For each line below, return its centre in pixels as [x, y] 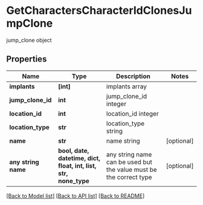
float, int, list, [77, 166]
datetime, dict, [79, 158]
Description [133, 76]
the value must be [131, 169]
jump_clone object [29, 40]
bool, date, [74, 151]
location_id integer [132, 114]
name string [123, 141]
